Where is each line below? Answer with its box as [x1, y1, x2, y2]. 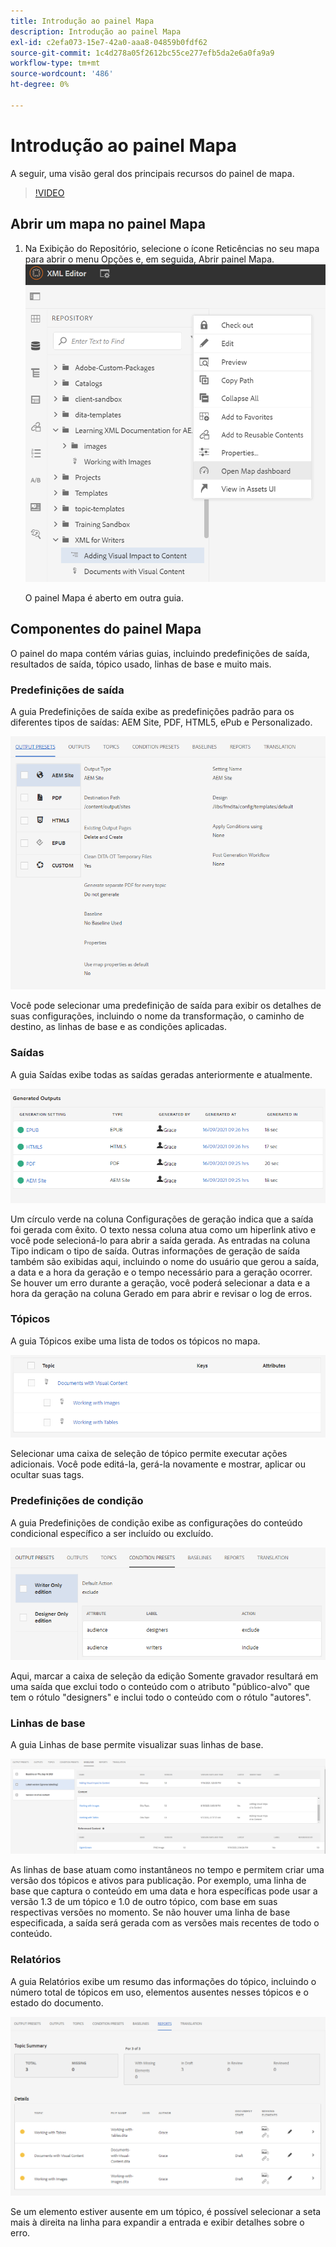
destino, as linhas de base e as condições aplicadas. [10, 1021, 228, 1033]
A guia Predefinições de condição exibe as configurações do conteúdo [10, 1516, 303, 1529]
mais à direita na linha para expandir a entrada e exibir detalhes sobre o [10, 2216, 305, 2228]
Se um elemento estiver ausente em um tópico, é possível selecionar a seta [10, 2205, 322, 2217]
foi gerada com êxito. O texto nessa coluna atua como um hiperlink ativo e [10, 1223, 317, 1235]
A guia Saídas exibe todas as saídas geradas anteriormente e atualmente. [10, 1068, 313, 1080]
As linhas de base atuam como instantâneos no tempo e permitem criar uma [10, 1864, 325, 1876]
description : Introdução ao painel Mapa [10, 26, 182, 37]
